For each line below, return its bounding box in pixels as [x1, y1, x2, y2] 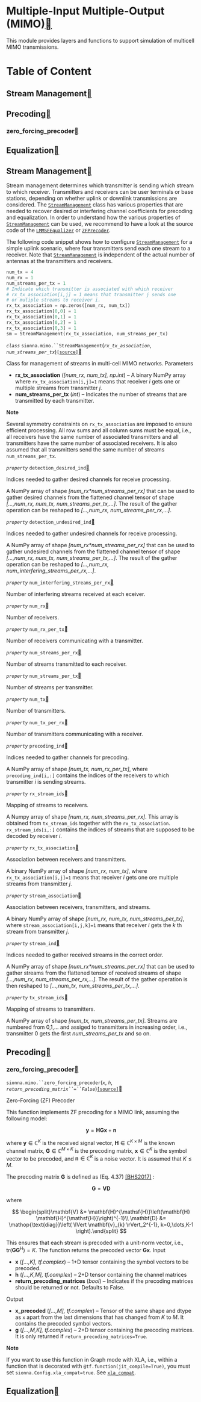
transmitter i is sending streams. [6, 778, 86, 785]
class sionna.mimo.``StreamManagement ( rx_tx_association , [6, 341, 152, 349]
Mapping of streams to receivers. [6, 801, 89, 808]
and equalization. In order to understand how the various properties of [6, 214, 181, 221]
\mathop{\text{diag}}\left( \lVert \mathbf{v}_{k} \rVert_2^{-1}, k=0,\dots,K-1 [8, 1221, 194, 1229]
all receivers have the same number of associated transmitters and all [6, 433, 179, 440]
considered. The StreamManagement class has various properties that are [6, 201, 184, 208]
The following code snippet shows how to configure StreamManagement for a [6, 238, 193, 246]
